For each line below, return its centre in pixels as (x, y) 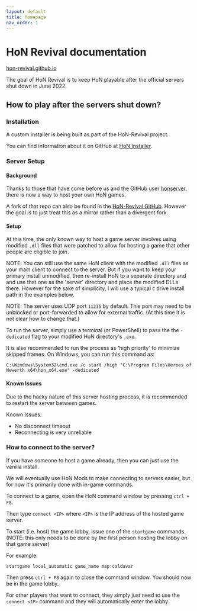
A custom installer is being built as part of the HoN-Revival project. (88, 134)
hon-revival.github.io (32, 68)
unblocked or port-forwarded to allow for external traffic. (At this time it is (96, 313)
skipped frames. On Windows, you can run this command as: (80, 354)
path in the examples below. (40, 295)
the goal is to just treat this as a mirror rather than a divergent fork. (87, 213)
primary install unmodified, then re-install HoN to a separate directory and (96, 276)
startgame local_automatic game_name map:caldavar (70, 566)
